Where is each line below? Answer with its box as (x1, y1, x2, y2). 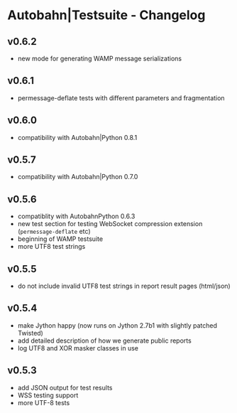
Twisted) (17, 328, 44, 337)
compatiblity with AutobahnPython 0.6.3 (17, 212, 136, 220)
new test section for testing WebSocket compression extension (17, 220, 203, 228)
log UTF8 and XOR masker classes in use (17, 343, 138, 352)
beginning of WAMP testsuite (17, 235, 104, 243)
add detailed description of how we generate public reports (17, 336, 192, 345)
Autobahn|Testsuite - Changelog (7, 7, 206, 23)
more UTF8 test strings (17, 242, 86, 251)
